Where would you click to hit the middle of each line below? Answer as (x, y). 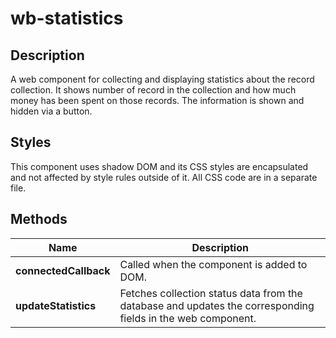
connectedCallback (63, 270)
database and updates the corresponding (217, 305)
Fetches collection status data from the (211, 293)
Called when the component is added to (213, 264)
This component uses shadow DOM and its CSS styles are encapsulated (159, 166)
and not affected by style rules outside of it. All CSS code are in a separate (164, 177)
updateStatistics (56, 305)
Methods (39, 219)
